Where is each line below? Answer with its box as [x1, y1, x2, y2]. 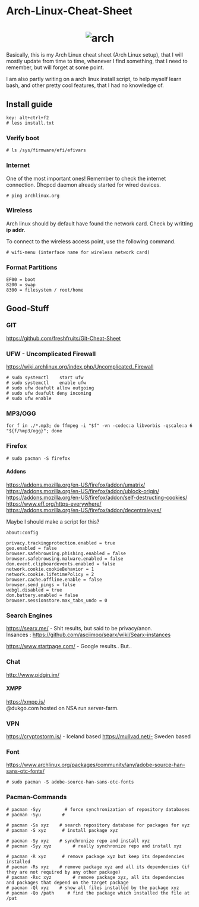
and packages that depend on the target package [6, 880, 129, 886]
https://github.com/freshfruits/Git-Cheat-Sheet [6, 335, 121, 342]
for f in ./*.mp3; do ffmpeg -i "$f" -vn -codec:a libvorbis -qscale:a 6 [6, 423, 193, 429]
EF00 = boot [6, 277, 36, 283]
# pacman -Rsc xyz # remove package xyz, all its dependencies [6, 874, 185, 880]
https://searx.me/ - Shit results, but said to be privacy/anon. [6, 625, 153, 632]
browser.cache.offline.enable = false [6, 577, 102, 583]
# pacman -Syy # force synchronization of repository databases [6, 806, 190, 812]
